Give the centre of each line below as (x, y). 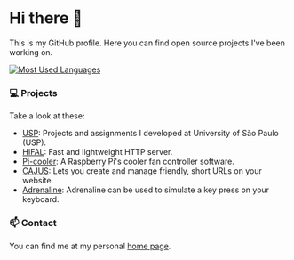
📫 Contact (33, 223)
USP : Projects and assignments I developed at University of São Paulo (151, 134)
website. (38, 181)
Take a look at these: (47, 116)
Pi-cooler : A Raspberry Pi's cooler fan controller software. (128, 162)
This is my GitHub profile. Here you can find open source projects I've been (147, 43)
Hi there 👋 (46, 18)
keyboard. (40, 199)
